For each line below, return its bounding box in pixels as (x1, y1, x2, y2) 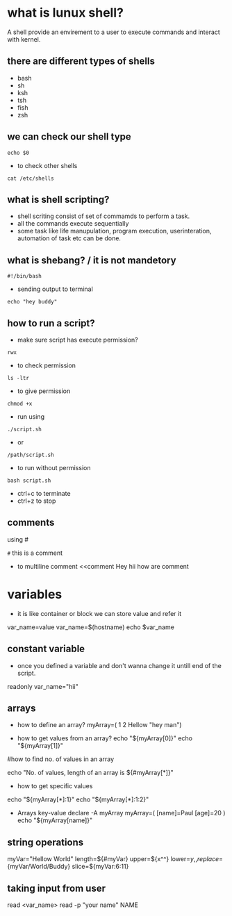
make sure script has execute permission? (17, 335, 138, 344)
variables (7, 587, 63, 602)
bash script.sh (7, 477, 51, 484)
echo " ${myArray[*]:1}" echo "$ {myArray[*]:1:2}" (7, 795, 149, 803)
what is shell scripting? (7, 193, 110, 206)
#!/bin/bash (7, 273, 42, 280)
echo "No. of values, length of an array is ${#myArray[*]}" (7, 769, 174, 777)
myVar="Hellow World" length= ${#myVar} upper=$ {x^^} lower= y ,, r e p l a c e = (7, 855, 224, 863)
